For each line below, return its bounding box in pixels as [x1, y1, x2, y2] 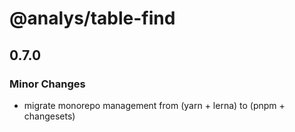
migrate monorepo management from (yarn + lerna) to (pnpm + [23, 99, 286, 111]
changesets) [23, 110, 76, 122]
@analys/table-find [9, 7, 176, 30]
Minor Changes [9, 77, 86, 91]
